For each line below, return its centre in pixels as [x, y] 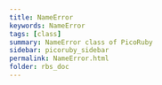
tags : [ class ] [36, 34]
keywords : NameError [48, 26]
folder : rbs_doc [39, 67]
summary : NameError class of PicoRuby [81, 42]
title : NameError [41, 17]
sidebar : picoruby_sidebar [59, 50]
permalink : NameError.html [59, 58]
